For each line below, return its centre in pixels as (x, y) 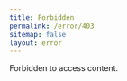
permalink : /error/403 (52, 26)
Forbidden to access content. (64, 68)
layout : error (36, 43)
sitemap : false (38, 34)
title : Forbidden (42, 18)
